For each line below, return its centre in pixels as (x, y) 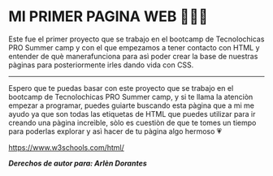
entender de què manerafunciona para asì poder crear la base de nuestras (133, 56)
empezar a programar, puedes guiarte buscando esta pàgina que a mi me (131, 105)
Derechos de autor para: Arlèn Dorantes (78, 163)
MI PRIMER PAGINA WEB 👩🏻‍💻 (108, 17)
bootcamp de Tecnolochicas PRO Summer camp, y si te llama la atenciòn (131, 97)
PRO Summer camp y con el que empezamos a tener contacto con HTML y (134, 47)
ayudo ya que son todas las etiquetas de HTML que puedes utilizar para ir (132, 114)
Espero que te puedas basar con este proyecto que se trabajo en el (121, 88)
